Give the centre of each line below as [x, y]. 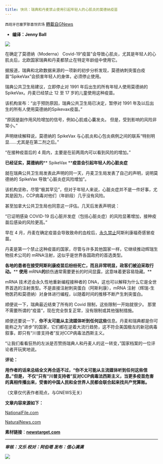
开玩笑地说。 [26, 349]
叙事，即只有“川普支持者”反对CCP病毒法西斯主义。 [56, 333]
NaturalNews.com [23, 422]
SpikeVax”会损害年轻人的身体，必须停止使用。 [57, 76]
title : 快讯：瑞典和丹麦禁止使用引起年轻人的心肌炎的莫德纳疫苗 [61, 9]
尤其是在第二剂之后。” [38, 142]
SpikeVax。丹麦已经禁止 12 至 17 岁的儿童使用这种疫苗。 [61, 92]
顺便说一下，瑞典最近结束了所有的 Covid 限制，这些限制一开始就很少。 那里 [81, 304]
